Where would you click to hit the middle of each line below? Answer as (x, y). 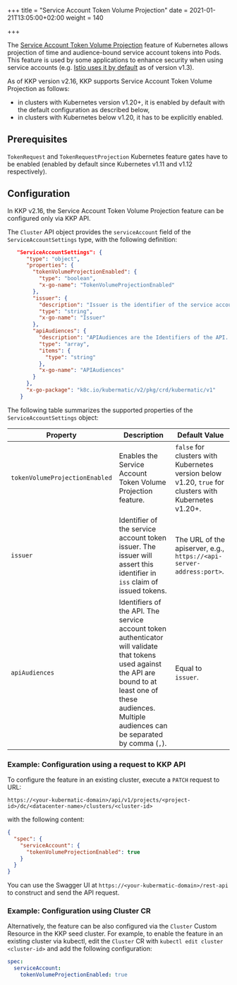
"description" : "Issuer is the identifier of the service (126, 305)
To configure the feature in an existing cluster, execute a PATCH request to (114, 780)
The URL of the (200, 539)
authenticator (141, 637)
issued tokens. (143, 591)
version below (199, 473)
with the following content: (46, 820)
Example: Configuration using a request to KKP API (96, 764)
